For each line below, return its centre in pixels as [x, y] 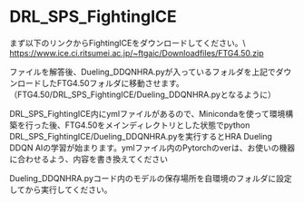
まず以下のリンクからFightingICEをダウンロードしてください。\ [127, 43]
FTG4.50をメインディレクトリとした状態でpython [157, 125]
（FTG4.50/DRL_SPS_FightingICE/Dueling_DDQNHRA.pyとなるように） [143, 94]
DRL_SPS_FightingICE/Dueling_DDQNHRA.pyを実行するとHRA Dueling [141, 136]
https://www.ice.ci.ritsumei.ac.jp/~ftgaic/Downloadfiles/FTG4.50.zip [137, 53]
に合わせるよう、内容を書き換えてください [88, 159]
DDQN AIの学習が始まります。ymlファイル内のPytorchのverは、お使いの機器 [152, 148]
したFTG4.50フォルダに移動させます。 [112, 82]
